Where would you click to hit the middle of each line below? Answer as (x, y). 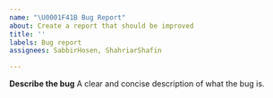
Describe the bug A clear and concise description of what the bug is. (137, 84)
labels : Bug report (46, 42)
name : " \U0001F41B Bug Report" (68, 17)
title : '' (28, 34)
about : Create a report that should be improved (102, 26)
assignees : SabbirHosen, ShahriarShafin (86, 51)
